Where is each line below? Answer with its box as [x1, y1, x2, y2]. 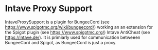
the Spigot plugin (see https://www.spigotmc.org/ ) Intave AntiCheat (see [5, 29, 150, 35]
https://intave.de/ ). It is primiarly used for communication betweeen [5, 34, 140, 40]
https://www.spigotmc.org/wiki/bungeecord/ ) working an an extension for [5, 24, 153, 30]
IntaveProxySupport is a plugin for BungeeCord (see [5, 19, 110, 25]
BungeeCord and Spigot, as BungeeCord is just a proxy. [5, 39, 117, 45]
